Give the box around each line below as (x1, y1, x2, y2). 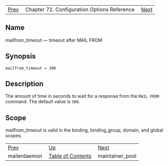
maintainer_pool (97, 153, 137, 160)
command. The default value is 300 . (5, 99, 80, 105)
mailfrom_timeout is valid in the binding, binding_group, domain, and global (5, 127, 163, 133)
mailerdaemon (8, 153, 43, 160)
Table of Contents (48, 153, 92, 160)
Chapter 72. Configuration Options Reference (25, 6, 135, 13)
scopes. (5, 133, 22, 139)
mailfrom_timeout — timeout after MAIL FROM (5, 37, 102, 43)
